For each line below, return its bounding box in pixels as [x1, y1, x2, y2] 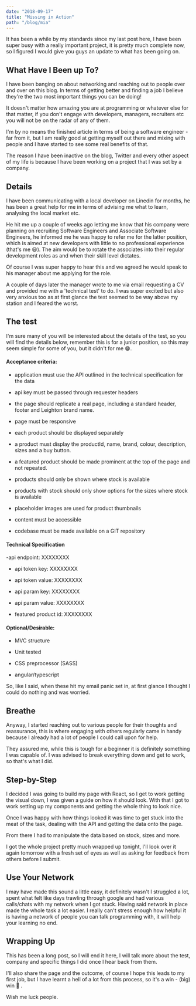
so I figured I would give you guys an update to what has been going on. [6, 48, 180, 55]
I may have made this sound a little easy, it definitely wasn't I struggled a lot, [6, 888, 190, 895]
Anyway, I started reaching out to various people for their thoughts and [6, 722, 177, 729]
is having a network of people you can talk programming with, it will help [6, 913, 181, 920]
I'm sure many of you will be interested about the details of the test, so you [6, 332, 186, 339]
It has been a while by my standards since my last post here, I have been [6, 36, 181, 43]
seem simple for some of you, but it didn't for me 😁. [6, 344, 132, 352]
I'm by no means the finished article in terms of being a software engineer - [6, 128, 188, 136]
